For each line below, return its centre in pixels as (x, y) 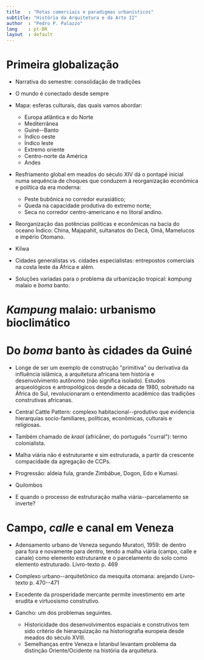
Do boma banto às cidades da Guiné (99, 351)
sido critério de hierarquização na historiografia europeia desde (104, 631)
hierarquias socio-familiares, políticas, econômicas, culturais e (93, 418)
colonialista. (30, 443)
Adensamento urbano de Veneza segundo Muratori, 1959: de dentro (100, 545)
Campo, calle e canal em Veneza (90, 528)
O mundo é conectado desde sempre (62, 94)
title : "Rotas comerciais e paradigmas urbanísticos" (80, 12)
